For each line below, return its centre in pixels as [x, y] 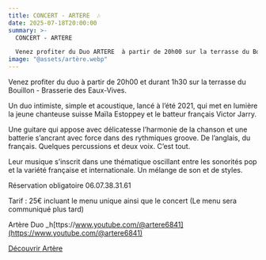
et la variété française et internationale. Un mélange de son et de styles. [125, 170]
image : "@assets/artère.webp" [58, 59]
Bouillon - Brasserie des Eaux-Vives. [68, 90]
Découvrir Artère [36, 248]
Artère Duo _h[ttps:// [42, 224]
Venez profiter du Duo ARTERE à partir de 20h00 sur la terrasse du [132, 52]
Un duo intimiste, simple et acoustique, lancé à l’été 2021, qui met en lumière [133, 105]
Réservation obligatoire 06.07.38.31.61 [70, 185]
